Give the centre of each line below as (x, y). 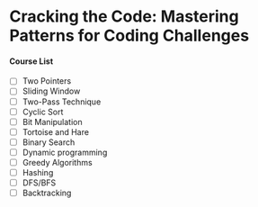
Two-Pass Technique (62, 102)
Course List (31, 61)
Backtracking (47, 193)
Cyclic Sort (43, 112)
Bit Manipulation (52, 121)
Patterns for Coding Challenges (129, 36)
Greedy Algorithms (57, 162)
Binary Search (49, 142)
